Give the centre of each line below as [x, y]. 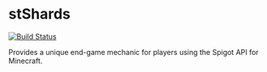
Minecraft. [26, 61]
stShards [40, 14]
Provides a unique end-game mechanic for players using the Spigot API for [133, 52]
